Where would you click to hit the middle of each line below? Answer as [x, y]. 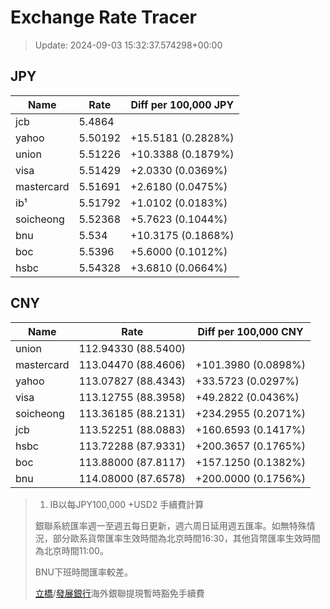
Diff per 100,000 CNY [250, 331]
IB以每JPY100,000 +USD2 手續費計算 [127, 504]
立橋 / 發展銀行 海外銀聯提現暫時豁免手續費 [119, 593]
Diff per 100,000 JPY [182, 104]
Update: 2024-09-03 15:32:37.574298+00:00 [128, 45]
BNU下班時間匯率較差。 [83, 572]
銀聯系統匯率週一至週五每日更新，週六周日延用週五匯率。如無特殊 [170, 525]
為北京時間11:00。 [71, 550]
